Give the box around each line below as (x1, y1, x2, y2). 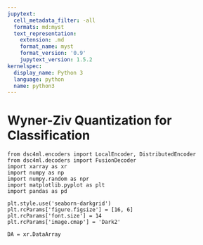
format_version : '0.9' (20, 50, 86, 57)
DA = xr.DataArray (7, 231, 61, 238)
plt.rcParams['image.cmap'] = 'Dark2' (7, 219, 121, 226)
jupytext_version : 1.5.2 (20, 56, 93, 63)
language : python (13, 75, 65, 83)
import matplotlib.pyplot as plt (7, 182, 105, 189)
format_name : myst (20, 43, 74, 50)
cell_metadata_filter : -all (13, 17, 96, 24)
